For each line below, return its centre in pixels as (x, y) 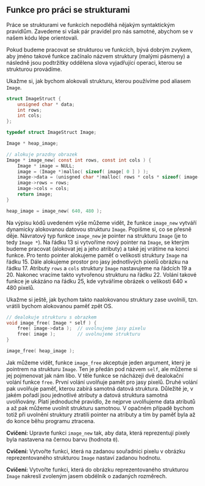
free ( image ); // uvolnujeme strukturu (79, 334)
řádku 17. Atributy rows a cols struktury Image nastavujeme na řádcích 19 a (99, 268)
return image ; (35, 194)
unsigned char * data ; (46, 104)
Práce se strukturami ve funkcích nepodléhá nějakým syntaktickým (91, 24)
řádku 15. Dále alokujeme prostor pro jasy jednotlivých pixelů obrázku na (97, 262)
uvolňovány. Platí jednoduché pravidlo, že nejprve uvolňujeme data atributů (101, 401)
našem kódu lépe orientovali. (43, 38)
